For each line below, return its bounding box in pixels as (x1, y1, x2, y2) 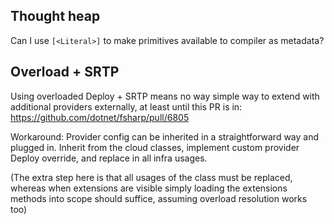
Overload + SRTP (10, 64, 120, 81)
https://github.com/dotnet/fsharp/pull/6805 (10, 111, 190, 123)
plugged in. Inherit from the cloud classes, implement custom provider (10, 141, 300, 153)
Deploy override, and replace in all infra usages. (10, 152, 208, 164)
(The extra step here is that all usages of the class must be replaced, (10, 171, 293, 183)
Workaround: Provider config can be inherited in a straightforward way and (10, 130, 320, 143)
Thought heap (10, 8, 101, 25)
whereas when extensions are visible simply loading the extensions (10, 182, 288, 194)
